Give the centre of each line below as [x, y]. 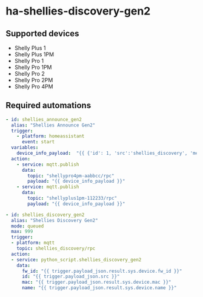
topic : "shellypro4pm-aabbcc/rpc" [71, 176]
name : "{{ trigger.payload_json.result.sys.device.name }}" [99, 288]
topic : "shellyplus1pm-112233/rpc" [72, 198]
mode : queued [28, 226]
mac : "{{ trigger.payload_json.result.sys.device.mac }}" [96, 282]
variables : [25, 148]
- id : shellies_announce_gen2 [44, 119]
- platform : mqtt [33, 243]
